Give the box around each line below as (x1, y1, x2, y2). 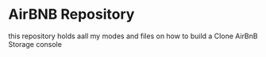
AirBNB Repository (8, 5, 135, 23)
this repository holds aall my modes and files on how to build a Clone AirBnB (8, 31, 258, 41)
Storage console (8, 39, 62, 48)
